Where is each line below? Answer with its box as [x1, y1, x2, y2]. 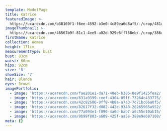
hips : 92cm [5, 63, 28, 68]
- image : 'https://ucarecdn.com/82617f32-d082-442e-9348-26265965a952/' [9, 105, 164, 110]
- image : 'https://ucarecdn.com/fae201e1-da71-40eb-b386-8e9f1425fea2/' [9, 91, 164, 96]
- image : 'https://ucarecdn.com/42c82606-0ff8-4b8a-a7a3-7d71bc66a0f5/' [9, 100, 164, 105]
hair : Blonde [5, 77, 32, 82]
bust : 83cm [5, 53, 28, 59]
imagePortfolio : [5, 86, 39, 91]
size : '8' [5, 68, 26, 73]
